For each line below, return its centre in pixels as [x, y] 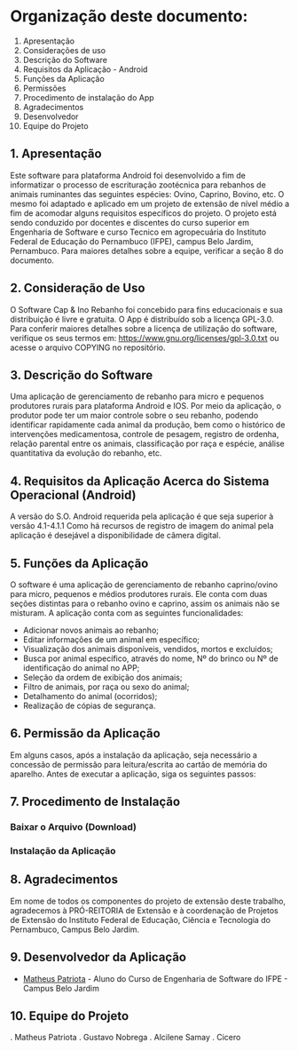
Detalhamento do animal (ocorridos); [90, 696]
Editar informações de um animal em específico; [111, 640]
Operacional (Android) [73, 495]
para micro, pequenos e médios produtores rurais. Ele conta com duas [139, 594]
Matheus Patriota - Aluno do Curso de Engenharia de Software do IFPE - [155, 978]
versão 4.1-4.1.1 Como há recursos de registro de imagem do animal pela [142, 526]
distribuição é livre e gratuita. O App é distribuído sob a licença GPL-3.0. [142, 319]
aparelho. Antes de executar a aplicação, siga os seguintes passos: [133, 774]
